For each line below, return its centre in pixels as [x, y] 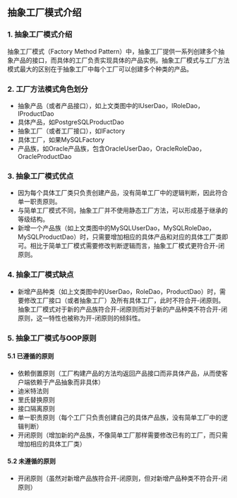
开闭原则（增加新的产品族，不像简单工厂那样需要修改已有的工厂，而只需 [122, 435]
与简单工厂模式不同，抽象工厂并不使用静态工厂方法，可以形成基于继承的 [122, 211]
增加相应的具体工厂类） [51, 444]
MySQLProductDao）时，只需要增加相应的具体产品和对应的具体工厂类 [120, 237]
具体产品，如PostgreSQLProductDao [71, 121]
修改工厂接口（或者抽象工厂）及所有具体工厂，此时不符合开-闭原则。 [124, 300]
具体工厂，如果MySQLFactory [61, 139]
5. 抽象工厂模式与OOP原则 [52, 338]
